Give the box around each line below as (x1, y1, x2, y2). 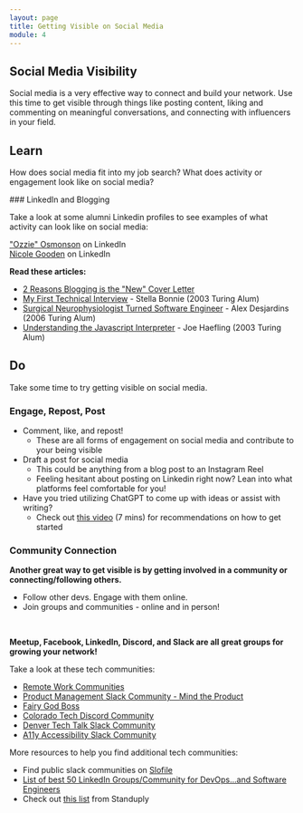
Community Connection (9, 545, 118, 557)
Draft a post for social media (22, 454, 128, 465)
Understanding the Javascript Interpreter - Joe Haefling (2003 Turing (22, 323, 282, 333)
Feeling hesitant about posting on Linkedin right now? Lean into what (35, 473, 293, 485)
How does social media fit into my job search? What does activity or (9, 167, 262, 178)
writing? (22, 502, 53, 513)
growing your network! (9, 646, 98, 657)
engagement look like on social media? (9, 177, 155, 187)
